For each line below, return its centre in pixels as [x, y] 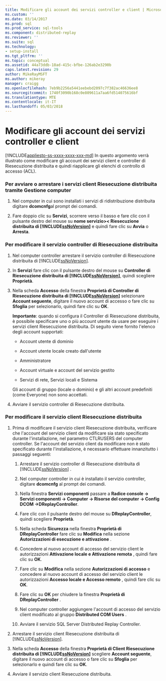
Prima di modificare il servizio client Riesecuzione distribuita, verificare [84, 428]
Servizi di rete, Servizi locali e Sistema [59, 379]
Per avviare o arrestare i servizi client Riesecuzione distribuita [81, 184]
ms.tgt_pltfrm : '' [24, 56]
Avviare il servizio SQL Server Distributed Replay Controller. [80, 624]
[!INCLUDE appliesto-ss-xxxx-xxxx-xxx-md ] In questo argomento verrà [77, 155]
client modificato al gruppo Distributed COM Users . [73, 614]
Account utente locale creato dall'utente [60, 351]
